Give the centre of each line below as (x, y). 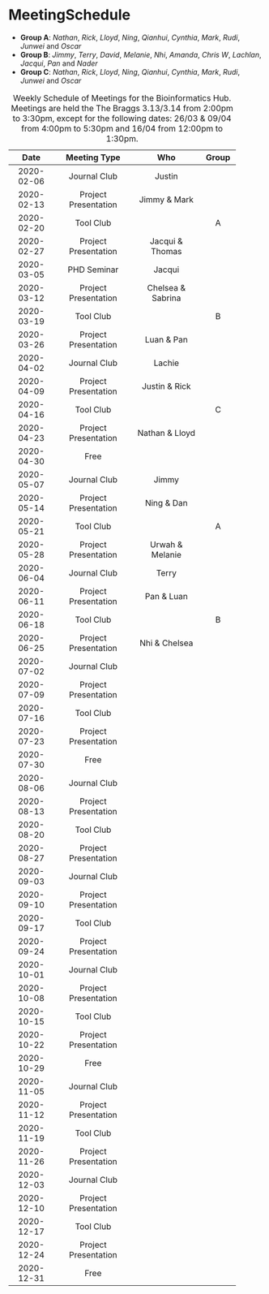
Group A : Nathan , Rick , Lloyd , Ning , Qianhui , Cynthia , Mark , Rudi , (130, 37)
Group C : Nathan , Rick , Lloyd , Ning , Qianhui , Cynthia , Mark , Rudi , (130, 71)
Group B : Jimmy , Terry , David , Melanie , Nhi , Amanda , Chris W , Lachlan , (141, 54)
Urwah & (166, 544)
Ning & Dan (166, 503)
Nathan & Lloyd (167, 433)
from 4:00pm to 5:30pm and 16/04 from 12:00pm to (122, 128)
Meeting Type (93, 157)
